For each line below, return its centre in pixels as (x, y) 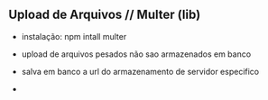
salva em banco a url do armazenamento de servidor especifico (140, 71)
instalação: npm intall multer (74, 36)
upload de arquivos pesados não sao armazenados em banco (136, 54)
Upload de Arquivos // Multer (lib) (105, 15)
